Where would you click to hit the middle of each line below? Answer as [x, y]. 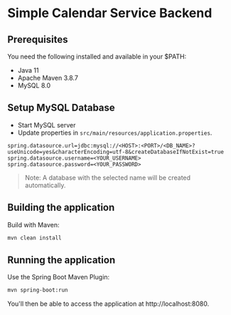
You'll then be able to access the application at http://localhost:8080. [108, 304]
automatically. [45, 185]
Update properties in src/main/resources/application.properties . [115, 133]
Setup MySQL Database [61, 108]
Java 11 [28, 70]
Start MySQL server [47, 125]
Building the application [61, 208]
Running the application [61, 260]
